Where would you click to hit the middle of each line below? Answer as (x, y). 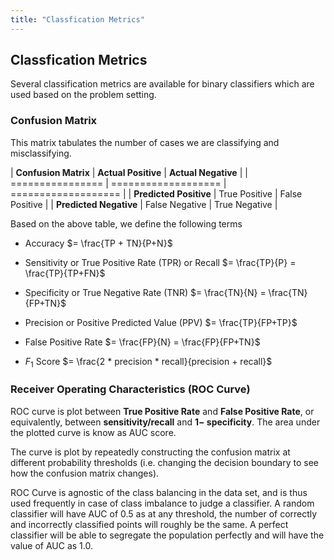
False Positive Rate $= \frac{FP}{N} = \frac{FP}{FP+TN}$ (142, 342)
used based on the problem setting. (83, 95)
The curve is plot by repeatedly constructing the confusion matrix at (150, 452)
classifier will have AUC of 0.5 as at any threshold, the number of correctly (164, 513)
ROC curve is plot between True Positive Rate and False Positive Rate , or (162, 411)
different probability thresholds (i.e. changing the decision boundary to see (164, 462)
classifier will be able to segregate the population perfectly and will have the (167, 535)
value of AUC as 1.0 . (52, 545)
